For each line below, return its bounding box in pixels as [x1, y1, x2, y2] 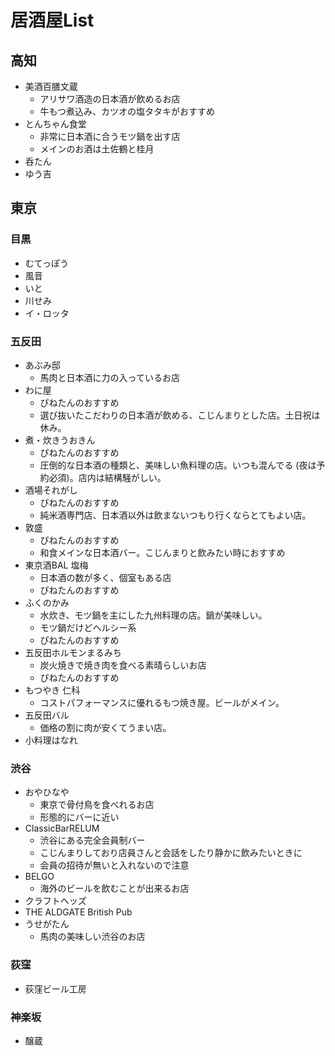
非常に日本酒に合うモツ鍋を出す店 [39, 131, 181, 142]
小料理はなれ [24, 734, 78, 746]
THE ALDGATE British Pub [24, 906, 133, 918]
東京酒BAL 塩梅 [24, 559, 89, 571]
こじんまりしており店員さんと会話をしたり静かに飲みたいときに [39, 847, 303, 859]
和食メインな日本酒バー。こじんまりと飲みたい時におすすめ [39, 546, 286, 558]
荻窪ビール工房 [24, 982, 87, 995]
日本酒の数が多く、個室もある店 [39, 571, 172, 583]
